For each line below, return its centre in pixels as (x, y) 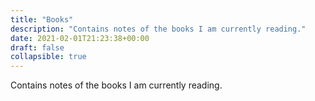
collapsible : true (48, 57)
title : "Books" (42, 19)
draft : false (37, 47)
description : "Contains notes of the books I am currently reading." (158, 29)
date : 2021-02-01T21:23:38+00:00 (80, 38)
